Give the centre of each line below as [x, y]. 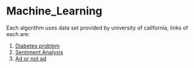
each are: [18, 34]
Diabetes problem [37, 46]
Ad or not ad [31, 58]
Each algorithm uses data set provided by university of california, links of [97, 28]
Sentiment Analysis [39, 52]
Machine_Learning [55, 11]
